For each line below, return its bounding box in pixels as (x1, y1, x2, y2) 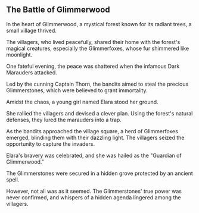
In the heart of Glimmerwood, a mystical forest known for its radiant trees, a (6, 20, 192, 27)
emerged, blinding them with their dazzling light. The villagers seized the (6, 134, 185, 141)
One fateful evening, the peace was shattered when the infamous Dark (6, 62, 180, 70)
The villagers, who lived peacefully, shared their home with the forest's (6, 38, 181, 45)
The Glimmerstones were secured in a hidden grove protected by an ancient (6, 170, 194, 177)
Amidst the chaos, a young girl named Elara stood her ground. (6, 98, 159, 105)
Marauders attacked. (6, 68, 58, 76)
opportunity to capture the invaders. (6, 140, 95, 148)
